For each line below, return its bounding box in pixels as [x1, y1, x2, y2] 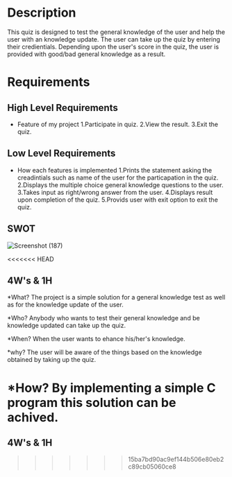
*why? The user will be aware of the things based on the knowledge [7, 348, 203, 356]
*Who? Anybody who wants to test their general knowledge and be [7, 314, 200, 322]
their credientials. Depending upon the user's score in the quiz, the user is [7, 42, 219, 51]
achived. [7, 409, 59, 425]
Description [7, 5, 76, 21]
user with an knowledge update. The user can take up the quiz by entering [7, 35, 221, 43]
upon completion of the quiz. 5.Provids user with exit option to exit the [17, 196, 219, 204]
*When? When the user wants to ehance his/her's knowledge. [7, 335, 185, 343]
